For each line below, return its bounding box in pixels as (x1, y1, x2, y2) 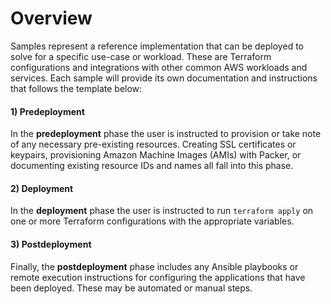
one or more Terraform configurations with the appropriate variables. (10, 215, 295, 227)
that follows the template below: (10, 82, 143, 94)
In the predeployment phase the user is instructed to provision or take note (10, 128, 322, 140)
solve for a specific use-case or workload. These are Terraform (10, 50, 272, 62)
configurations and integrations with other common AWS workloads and (10, 61, 308, 73)
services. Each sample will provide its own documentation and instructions (10, 72, 318, 84)
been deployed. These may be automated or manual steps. (10, 282, 253, 294)
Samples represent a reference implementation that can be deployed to (10, 40, 304, 52)
